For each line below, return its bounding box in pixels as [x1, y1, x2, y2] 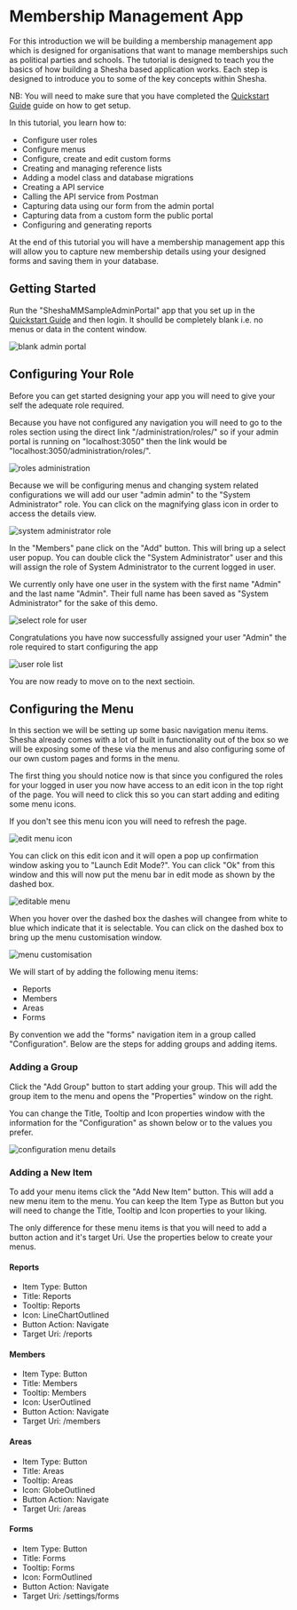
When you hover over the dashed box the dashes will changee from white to [9, 913, 288, 924]
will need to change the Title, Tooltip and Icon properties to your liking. [9, 1205, 268, 1215]
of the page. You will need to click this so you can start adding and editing [9, 789, 280, 801]
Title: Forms [21, 1552, 66, 1563]
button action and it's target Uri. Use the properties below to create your [9, 1231, 273, 1242]
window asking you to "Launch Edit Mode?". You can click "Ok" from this [9, 860, 276, 871]
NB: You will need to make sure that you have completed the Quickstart [9, 91, 270, 101]
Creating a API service [21, 181, 105, 192]
